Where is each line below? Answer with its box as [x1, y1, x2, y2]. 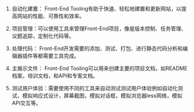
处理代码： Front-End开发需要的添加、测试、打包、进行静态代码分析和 [11, 45, 183, 52]
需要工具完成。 [43, 52, 80, 59]
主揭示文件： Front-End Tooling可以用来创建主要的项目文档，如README [11, 65, 187, 72]
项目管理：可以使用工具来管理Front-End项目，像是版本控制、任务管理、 [11, 25, 187, 32]
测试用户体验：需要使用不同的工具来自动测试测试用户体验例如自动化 [11, 85, 178, 91]
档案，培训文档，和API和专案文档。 [11, 73, 99, 79]
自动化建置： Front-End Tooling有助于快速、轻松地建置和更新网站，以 [11, 5, 182, 12]
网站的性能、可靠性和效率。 [17, 12, 85, 19]
